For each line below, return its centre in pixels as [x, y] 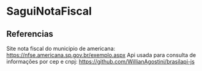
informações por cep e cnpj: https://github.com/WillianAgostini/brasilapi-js [100, 62]
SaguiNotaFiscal [49, 11]
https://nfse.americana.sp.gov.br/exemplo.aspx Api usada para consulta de [101, 55]
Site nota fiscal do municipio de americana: [61, 48]
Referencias [30, 34]
